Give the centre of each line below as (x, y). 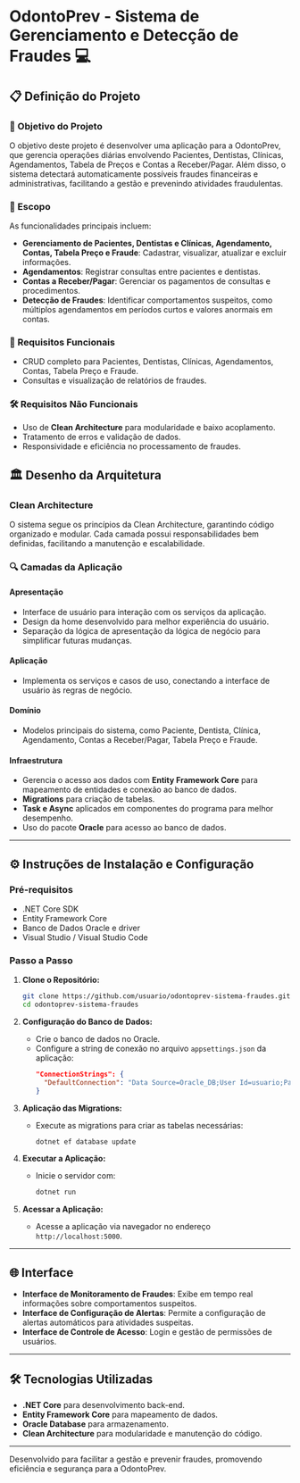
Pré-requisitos (41, 889)
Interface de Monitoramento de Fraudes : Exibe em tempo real (137, 1294)
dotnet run (56, 1192)
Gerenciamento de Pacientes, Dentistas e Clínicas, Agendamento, (147, 244)
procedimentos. (51, 291)
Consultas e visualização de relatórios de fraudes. (114, 380)
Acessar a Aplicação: (62, 1209)
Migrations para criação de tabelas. (88, 799)
